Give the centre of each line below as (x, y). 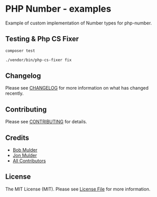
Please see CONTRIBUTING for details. (46, 122)
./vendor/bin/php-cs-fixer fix (38, 60)
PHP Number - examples (58, 9)
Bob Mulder (25, 150)
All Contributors (29, 160)
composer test (20, 51)
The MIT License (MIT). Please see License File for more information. (78, 189)
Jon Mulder (25, 155)
